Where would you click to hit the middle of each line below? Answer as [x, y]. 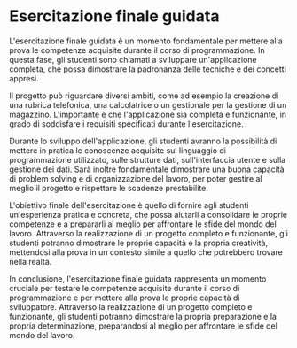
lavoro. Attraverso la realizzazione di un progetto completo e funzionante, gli [148, 233]
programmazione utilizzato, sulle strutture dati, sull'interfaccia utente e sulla [148, 159]
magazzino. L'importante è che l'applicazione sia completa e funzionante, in [148, 114]
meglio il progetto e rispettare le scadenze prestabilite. [109, 188]
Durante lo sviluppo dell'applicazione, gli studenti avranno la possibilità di [143, 141]
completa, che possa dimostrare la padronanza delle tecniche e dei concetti [148, 69]
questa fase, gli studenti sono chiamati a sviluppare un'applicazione [133, 59]
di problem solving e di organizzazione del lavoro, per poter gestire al [136, 178]
